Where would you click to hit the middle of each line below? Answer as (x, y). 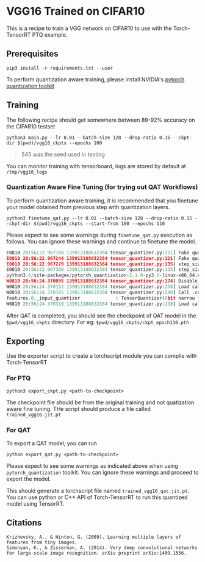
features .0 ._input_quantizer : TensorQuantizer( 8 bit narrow (101, 298)
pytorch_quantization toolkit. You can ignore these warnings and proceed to (103, 473)
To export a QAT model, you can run (52, 443)
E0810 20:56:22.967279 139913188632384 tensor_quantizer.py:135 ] (91, 264)
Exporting (25, 341)
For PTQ (19, 379)
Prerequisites (32, 54)
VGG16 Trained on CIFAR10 (76, 11)
